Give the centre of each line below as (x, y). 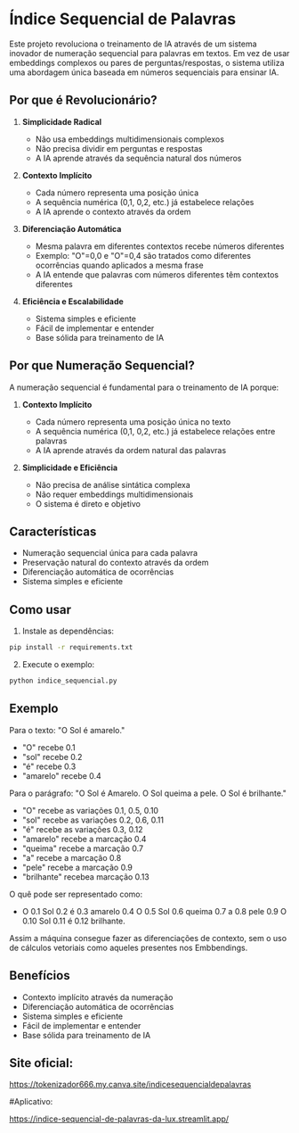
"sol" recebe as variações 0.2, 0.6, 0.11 (93, 820)
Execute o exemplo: (58, 665)
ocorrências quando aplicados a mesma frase (119, 265)
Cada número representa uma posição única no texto (133, 422)
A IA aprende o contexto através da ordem (113, 211)
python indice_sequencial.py (63, 681)
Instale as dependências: (68, 631)
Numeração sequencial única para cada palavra (110, 553)
